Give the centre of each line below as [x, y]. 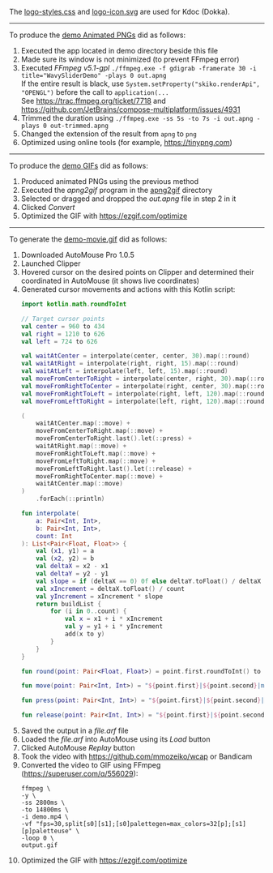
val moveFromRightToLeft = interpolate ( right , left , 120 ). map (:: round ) [144, 394]
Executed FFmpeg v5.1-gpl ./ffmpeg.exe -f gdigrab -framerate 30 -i [139, 68]
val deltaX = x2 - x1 [72, 567]
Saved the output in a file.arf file [75, 730]
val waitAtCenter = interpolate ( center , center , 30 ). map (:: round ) [135, 356]
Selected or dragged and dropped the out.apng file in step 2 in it [128, 199]
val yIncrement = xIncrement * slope [100, 596]
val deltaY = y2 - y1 [72, 574]
